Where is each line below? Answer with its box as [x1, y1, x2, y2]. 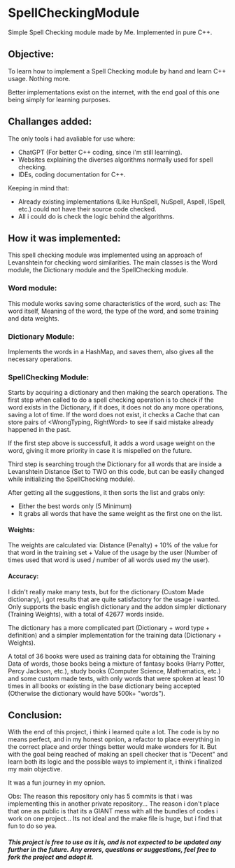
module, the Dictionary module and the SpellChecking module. [8, 266, 189, 274]
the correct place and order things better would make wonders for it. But [8, 743, 217, 751]
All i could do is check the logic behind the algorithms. [17, 212, 175, 220]
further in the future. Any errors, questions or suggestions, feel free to [8, 846, 217, 854]
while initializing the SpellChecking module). [8, 475, 136, 484]
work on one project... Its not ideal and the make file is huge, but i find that [8, 814, 222, 823]
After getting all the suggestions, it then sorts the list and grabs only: [8, 489, 206, 497]
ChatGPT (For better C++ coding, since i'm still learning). [17, 148, 183, 156]
